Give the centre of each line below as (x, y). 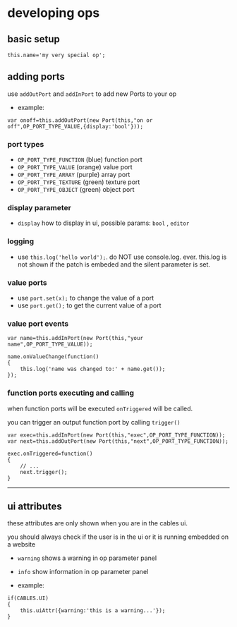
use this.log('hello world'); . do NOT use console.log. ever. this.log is (122, 257)
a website (22, 544)
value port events (38, 324)
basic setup (34, 39)
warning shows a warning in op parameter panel (87, 558)
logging (21, 241)
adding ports (36, 77)
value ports (27, 282)
